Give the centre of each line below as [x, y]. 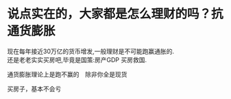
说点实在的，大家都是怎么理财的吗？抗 [115, 14]
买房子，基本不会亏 [34, 89]
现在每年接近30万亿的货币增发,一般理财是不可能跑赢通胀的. [91, 51]
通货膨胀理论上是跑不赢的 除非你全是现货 [67, 74]
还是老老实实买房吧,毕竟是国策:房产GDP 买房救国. [77, 59]
